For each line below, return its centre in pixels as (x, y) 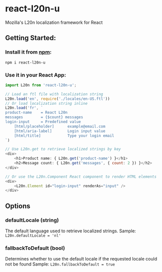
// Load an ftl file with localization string (54, 94)
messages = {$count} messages (44, 117)
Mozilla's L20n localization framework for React (54, 22)
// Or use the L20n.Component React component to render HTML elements (81, 177)
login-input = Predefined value (43, 122)
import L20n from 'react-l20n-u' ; (41, 85)
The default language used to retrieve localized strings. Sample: (71, 231)
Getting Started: (31, 38)
